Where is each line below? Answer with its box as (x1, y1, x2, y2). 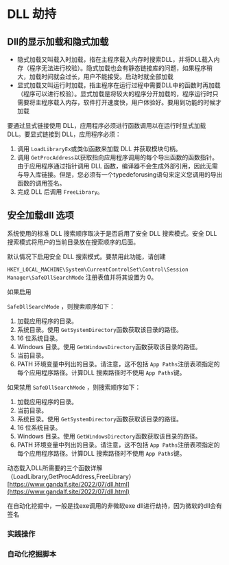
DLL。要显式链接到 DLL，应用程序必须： (7, 130, 121, 138)
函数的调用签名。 (16, 179, 66, 187)
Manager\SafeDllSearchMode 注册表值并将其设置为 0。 (7, 273, 158, 281)
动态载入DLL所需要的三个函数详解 (7, 463, 103, 472)
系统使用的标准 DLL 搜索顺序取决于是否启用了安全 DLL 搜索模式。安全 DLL (7, 229, 217, 237)
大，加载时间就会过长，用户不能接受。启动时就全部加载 (16, 73, 173, 80)
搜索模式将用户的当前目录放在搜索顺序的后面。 (7, 238, 139, 246)
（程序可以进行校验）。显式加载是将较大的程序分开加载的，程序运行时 (16, 90, 213, 98)
